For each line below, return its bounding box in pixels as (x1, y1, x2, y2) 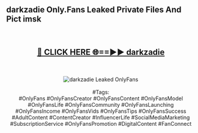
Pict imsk (6, 14, 42, 24)
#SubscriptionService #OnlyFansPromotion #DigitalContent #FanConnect (10, 120, 192, 127)
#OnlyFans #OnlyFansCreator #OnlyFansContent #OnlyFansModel (19, 95, 183, 102)
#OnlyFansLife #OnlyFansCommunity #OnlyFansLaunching (28, 101, 174, 108)
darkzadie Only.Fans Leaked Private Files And (6, 5, 182, 15)
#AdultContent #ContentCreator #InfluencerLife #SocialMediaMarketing (11, 113, 190, 121)
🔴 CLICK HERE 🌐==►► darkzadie (37, 47, 165, 57)
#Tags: (92, 88, 110, 95)
